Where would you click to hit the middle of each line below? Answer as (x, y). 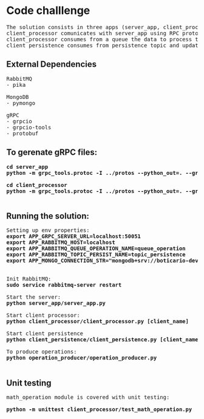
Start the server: (34, 297)
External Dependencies (52, 64)
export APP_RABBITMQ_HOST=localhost (61, 243)
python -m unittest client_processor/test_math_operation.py (99, 410)
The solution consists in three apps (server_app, (83, 27)
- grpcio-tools (29, 127)
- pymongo (21, 103)
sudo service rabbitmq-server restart (64, 285)
